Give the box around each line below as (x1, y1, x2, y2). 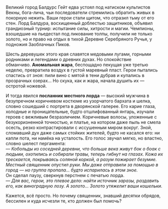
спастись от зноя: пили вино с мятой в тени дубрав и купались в (5, 72, 144, 78)
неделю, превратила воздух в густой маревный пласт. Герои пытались (5, 67, 158, 73)
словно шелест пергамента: (5, 140, 66, 146)
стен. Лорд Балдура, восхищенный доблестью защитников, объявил (5, 20, 153, 26)
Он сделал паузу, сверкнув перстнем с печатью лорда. (5, 172, 124, 178)
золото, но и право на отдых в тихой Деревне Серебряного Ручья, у (5, 36, 152, 42)
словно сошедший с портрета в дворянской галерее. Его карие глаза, (5, 103, 156, 109)
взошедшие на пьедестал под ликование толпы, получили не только (5, 31, 152, 36)
